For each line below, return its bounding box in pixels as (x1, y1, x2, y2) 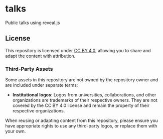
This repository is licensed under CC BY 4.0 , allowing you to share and (5, 47, 151, 53)
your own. (5, 128, 26, 134)
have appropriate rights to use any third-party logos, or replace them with (5, 123, 157, 129)
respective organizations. (12, 108, 65, 114)
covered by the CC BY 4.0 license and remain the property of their (12, 102, 149, 108)
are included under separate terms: (5, 82, 78, 88)
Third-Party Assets (5, 65, 53, 72)
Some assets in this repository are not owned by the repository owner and (5, 77, 158, 83)
